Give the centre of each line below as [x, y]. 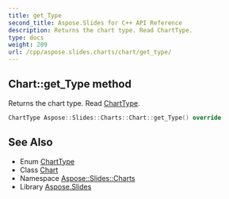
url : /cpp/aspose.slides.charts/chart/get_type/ [90, 52]
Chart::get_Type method [70, 84]
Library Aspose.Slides [55, 186]
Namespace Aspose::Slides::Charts [77, 178]
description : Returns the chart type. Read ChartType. [101, 30]
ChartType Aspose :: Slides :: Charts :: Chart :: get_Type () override [115, 118]
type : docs [26, 38]
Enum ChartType [47, 161]
